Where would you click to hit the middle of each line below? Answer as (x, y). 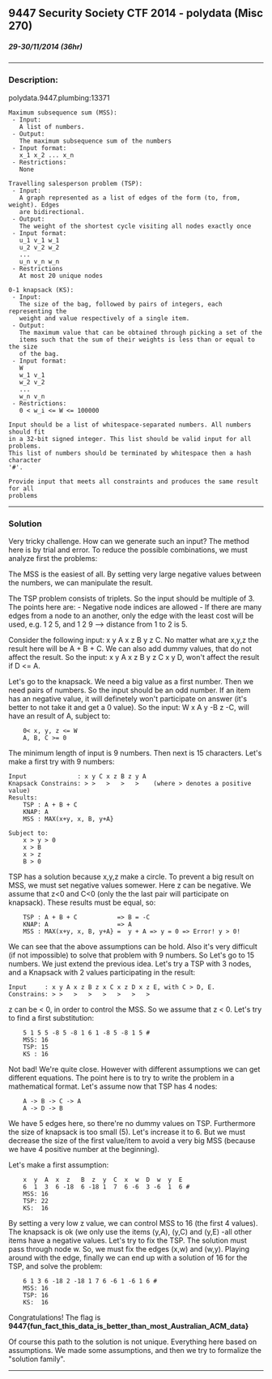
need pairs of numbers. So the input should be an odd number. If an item (130, 690)
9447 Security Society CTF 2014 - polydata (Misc (136, 13)
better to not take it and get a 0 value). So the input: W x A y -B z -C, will (129, 707)
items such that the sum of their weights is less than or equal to (137, 340)
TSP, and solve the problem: (55, 1266)
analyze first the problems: (53, 558)
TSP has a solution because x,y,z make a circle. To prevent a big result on (131, 876)
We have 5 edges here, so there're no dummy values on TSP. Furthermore (132, 1123)
